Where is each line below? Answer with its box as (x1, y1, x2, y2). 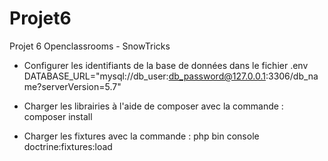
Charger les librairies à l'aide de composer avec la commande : (23, 100, 284, 112)
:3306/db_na (265, 70, 319, 82)
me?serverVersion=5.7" (23, 80, 122, 92)
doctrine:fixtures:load (23, 140, 113, 152)
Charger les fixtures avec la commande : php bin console (23, 130, 260, 142)
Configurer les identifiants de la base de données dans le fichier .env (23, 59, 309, 71)
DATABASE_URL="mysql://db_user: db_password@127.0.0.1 (23, 70, 266, 82)
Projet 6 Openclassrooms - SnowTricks (9, 40, 171, 52)
